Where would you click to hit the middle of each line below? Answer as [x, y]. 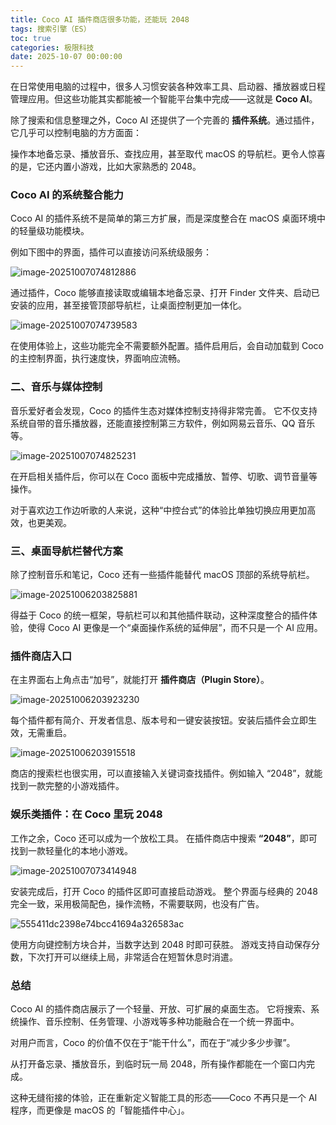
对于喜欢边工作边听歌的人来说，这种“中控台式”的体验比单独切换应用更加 [159, 510]
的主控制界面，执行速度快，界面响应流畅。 [98, 358]
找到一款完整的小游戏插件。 [67, 786]
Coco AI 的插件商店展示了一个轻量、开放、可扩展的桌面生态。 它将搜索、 [161, 1008]
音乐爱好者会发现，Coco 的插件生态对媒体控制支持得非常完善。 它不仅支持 [164, 410]
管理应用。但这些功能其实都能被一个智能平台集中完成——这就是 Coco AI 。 [164, 99]
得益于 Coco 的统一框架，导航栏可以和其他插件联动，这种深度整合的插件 [159, 615]
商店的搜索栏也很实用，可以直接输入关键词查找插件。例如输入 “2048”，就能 [166, 773]
